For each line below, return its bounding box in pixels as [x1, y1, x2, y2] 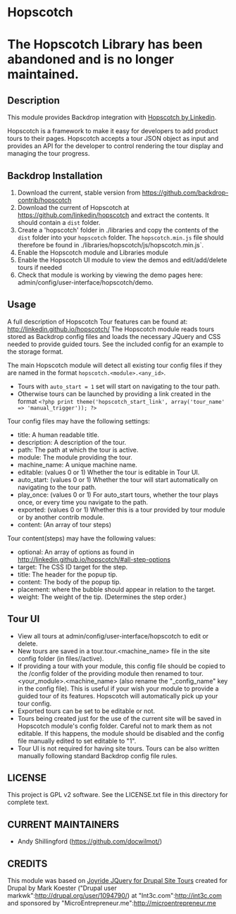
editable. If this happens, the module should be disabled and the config [17, 729, 225, 737]
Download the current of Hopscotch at [17, 204, 130, 211]
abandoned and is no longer [7, 51, 175, 68]
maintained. [7, 66, 80, 82]
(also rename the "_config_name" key [118, 677, 228, 685]
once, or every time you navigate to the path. [17, 498, 149, 506]
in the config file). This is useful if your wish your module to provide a [17, 684, 219, 693]
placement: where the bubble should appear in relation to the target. [17, 585, 216, 593]
